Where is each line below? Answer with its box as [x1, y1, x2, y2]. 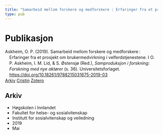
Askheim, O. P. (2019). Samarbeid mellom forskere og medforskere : [5, 49, 141, 55]
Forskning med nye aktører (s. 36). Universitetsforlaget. [9, 66, 120, 72]
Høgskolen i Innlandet [12, 104, 56, 110]
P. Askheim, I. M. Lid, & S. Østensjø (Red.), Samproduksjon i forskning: [9, 60, 150, 66]
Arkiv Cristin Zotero [5, 77, 44, 83]
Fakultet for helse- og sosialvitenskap [12, 110, 87, 116]
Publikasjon [5, 33, 53, 44]
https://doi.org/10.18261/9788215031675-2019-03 [9, 72, 108, 77]
